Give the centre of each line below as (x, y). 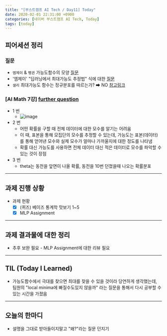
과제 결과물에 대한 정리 (38, 235)
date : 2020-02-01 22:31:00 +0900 (40, 14)
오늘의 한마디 (24, 316)
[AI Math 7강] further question (42, 99)
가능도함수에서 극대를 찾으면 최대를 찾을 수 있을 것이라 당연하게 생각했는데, (85, 281)
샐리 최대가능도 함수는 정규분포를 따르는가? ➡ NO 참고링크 (69, 85)
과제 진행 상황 (25, 188)
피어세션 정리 (24, 45)
